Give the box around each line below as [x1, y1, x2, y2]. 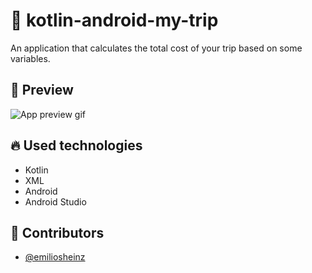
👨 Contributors [10, 224, 105, 241]
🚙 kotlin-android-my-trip [10, 9, 219, 32]
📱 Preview [10, 82, 74, 99]
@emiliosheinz [24, 251, 86, 263]
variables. [10, 52, 51, 64]
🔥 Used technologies [10, 137, 143, 154]
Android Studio [24, 195, 87, 208]
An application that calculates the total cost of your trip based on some [10, 42, 303, 54]
